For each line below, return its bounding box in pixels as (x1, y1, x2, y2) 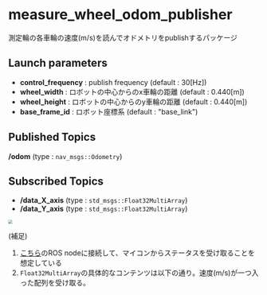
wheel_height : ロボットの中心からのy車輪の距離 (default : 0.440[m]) (19, 97, 248, 107)
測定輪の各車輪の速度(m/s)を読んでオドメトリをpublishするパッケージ (8, 33, 238, 42)
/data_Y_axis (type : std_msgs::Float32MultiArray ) (19, 204, 188, 214)
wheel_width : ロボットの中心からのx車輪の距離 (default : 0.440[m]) (19, 87, 245, 96)
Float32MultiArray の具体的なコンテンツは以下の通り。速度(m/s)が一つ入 (19, 268, 259, 278)
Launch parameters (8, 56, 108, 70)
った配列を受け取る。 (19, 278, 90, 288)
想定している (19, 258, 62, 268)
